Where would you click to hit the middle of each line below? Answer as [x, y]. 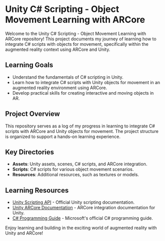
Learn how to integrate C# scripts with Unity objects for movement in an [86, 82]
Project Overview [33, 114]
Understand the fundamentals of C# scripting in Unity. [68, 77]
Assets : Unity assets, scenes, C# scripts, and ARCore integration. [80, 164]
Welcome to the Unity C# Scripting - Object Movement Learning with [76, 33]
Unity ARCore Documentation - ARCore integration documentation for [84, 208]
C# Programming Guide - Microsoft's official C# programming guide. [82, 218]
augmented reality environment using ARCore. [60, 88]
